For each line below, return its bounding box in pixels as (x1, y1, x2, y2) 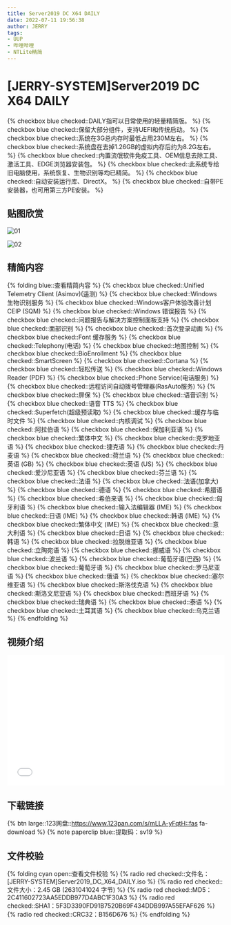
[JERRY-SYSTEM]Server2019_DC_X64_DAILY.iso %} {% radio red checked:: (7, 877, 223, 886)
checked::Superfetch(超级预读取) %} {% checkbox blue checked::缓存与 (7, 408, 213, 416)
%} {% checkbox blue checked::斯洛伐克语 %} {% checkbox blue (26, 581, 213, 589)
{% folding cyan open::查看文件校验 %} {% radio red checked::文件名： (7, 870, 210, 878)
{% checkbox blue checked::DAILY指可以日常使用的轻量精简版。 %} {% (7, 117, 212, 125)
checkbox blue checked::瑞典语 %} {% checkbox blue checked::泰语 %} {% (7, 598, 223, 606)
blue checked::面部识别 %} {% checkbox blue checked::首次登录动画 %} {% (7, 324, 223, 333)
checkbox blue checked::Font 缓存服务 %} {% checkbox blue (7, 333, 181, 342)
